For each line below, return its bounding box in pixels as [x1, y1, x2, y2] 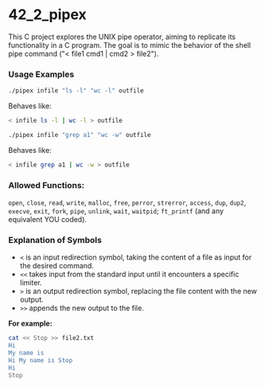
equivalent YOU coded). [8, 215, 88, 225]
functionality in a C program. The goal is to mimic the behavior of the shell [8, 40, 251, 49]
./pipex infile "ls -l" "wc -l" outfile [8, 87, 145, 95]
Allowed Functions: [8, 179, 85, 190]
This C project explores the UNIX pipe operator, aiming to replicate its [8, 32, 236, 41]
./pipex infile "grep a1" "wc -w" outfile [8, 131, 151, 139]
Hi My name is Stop [8, 356, 73, 364]
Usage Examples [8, 68, 75, 80]
